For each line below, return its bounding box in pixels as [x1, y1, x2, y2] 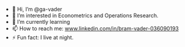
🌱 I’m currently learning [11, 18, 71, 25]
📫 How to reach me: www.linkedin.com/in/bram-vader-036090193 [11, 25, 179, 32]
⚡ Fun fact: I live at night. [11, 34, 74, 41]
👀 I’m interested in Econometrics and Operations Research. [11, 12, 158, 19]
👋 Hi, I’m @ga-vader [11, 6, 63, 12]
